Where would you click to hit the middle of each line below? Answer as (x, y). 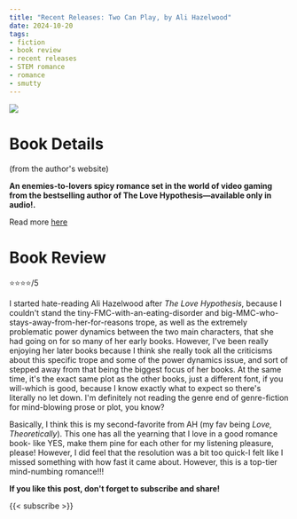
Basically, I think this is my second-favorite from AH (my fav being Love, (141, 424)
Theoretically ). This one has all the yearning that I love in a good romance (144, 433)
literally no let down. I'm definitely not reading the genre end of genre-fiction (149, 397)
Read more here (39, 222)
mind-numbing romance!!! (57, 471)
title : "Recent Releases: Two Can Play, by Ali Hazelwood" (121, 17)
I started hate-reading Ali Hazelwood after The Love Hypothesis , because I (145, 303)
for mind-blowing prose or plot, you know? (87, 407)
